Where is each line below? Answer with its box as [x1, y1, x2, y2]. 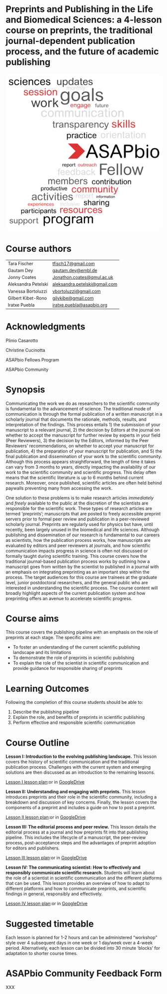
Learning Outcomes [5, 683, 89, 694]
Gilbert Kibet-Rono [7, 295, 47, 301]
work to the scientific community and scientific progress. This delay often [5, 469, 157, 475]
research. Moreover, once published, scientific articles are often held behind [5, 480, 162, 486]
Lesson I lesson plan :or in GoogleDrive [5, 779, 85, 785]
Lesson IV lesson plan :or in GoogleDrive [5, 901, 88, 907]
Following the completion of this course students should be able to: [5, 699, 144, 705]
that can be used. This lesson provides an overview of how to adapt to [5, 880, 150, 886]
